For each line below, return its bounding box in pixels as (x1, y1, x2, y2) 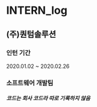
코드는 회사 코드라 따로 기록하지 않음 (6, 94, 90, 102)
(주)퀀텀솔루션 (6, 29, 56, 39)
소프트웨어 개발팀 (6, 79, 54, 87)
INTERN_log (6, 4, 67, 17)
